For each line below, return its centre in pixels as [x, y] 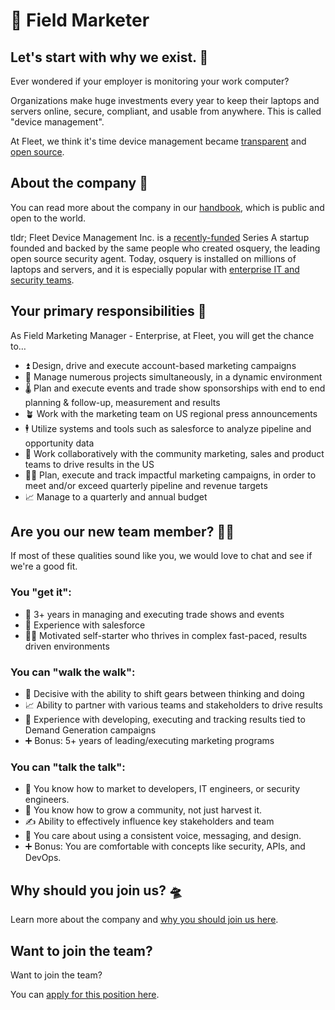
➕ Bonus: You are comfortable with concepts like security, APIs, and [165, 846]
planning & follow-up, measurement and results [122, 402]
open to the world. [48, 218]
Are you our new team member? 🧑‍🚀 [122, 532]
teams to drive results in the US [89, 464]
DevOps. [43, 858]
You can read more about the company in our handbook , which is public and [167, 207]
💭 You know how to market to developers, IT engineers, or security [162, 789]
